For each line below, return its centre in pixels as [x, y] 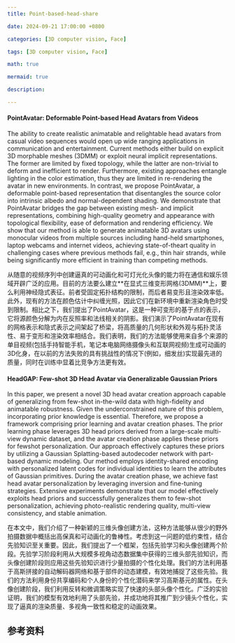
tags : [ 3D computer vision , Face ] [58, 52]
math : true [23, 64]
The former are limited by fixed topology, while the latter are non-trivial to [113, 164]
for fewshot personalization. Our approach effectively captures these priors [116, 446]
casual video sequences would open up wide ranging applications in [106, 141]
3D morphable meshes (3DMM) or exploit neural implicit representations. [113, 156]
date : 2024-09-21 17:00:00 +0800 [56, 26]
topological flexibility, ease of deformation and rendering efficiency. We [110, 223]
